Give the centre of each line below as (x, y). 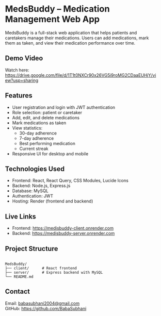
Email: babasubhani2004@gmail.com (42, 303)
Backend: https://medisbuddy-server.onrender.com (63, 233)
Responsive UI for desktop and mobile (50, 153)
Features (19, 96)
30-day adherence (38, 133)
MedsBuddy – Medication (57, 9)
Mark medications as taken (39, 123)
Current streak (34, 149)
